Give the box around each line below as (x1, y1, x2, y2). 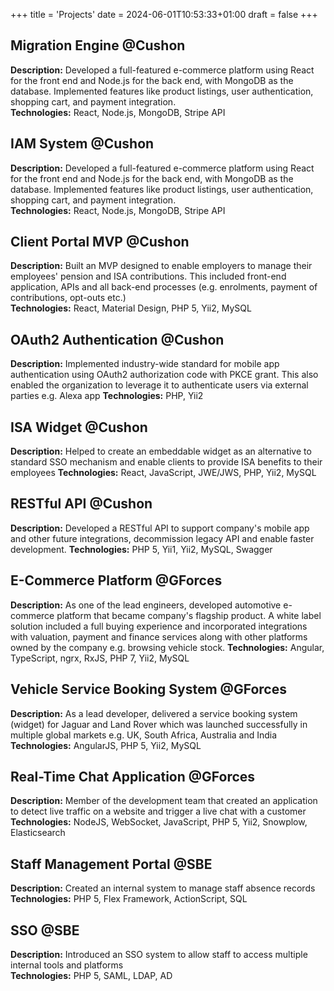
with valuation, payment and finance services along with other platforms (10, 630, 308, 643)
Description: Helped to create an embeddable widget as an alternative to (10, 445, 312, 458)
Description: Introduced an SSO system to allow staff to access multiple (10, 948, 308, 960)
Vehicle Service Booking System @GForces (10, 681, 287, 698)
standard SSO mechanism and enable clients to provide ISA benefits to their (10, 456, 323, 468)
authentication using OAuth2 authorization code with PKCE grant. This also (10, 369, 319, 381)
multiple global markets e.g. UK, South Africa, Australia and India (10, 729, 278, 741)
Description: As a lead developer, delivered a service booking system (10, 707, 298, 719)
